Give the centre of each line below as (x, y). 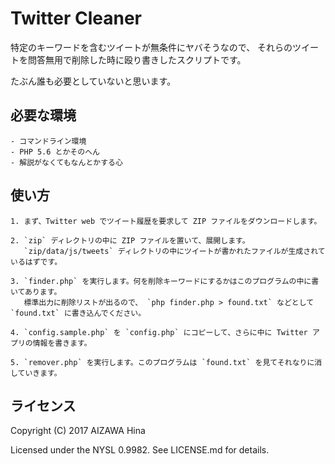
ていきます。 (39, 373)
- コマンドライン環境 (48, 141)
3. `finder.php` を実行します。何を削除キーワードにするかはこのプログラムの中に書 (165, 281)
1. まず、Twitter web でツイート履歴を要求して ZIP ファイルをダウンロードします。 (166, 221)
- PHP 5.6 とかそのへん (55, 152)
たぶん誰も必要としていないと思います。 (93, 81)
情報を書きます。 (62, 343)
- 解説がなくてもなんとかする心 (66, 162)
